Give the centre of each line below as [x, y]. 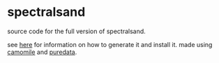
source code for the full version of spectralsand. [77, 31]
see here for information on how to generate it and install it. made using [110, 44]
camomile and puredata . [42, 52]
